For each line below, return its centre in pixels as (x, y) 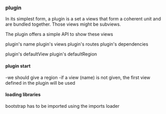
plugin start (18, 66)
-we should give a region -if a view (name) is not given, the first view (78, 77)
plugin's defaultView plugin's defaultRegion (51, 54)
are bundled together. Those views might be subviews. (63, 24)
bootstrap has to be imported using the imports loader (63, 106)
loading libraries (23, 94)
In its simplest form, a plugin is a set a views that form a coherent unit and (83, 19)
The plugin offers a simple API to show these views (59, 34)
